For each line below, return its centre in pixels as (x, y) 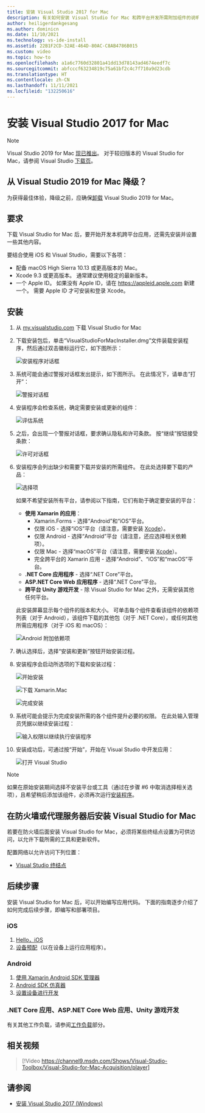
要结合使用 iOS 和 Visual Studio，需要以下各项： (67, 255)
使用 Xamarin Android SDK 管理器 (57, 978)
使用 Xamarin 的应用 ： (53, 514)
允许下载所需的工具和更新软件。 (63, 839)
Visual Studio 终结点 (41, 865)
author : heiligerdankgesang (43, 23)
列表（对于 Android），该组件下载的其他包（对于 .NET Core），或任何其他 (107, 618)
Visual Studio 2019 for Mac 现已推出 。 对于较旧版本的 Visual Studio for (96, 153)
